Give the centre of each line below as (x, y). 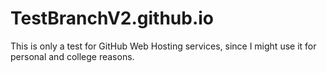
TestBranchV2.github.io (112, 18)
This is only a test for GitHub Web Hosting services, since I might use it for (163, 46)
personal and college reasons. (72, 56)
